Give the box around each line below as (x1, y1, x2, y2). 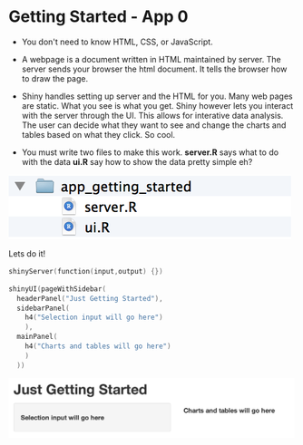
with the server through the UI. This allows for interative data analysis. (21, 110, 284, 121)
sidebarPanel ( (16, 304, 70, 313)
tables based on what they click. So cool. (21, 129, 176, 140)
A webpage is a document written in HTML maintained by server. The (21, 53, 282, 64)
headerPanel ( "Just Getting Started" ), (16, 294, 164, 303)
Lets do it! (8, 247, 46, 259)
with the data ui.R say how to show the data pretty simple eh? (21, 156, 253, 167)
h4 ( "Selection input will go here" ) (24, 313, 164, 323)
